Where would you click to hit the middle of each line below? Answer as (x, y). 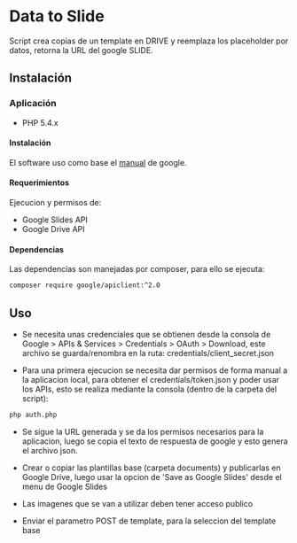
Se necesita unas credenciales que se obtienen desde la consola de (146, 334)
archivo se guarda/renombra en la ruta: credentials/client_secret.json (148, 353)
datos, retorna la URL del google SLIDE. (81, 50)
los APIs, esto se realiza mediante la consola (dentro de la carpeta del (149, 389)
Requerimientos (39, 182)
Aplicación (33, 104)
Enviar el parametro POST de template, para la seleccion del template (149, 521)
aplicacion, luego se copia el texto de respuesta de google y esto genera (155, 441)
